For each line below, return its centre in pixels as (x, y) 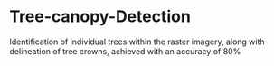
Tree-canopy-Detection (100, 17)
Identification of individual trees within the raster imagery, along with (137, 42)
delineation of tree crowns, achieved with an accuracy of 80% (125, 51)
